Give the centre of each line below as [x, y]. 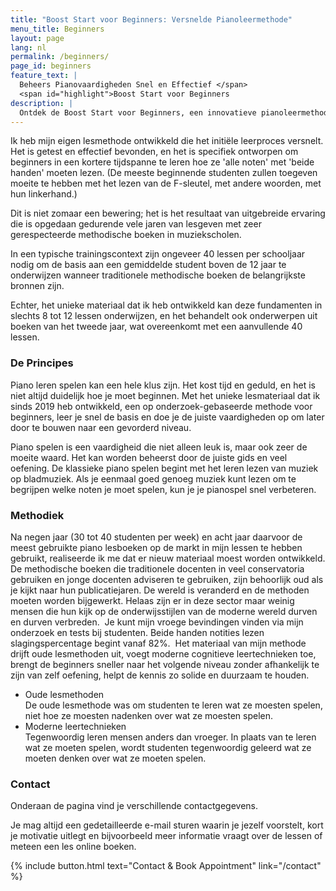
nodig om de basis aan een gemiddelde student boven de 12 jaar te [148, 265]
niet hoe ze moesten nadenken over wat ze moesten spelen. [148, 715]
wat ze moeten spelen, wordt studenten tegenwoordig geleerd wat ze [168, 747]
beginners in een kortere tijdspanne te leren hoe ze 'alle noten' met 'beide [162, 162]
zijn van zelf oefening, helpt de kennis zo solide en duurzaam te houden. [160, 675]
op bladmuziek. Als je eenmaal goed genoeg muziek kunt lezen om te [153, 478]
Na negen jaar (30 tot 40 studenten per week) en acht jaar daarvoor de [156, 537]
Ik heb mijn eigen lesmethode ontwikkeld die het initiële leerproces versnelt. [167, 141]
